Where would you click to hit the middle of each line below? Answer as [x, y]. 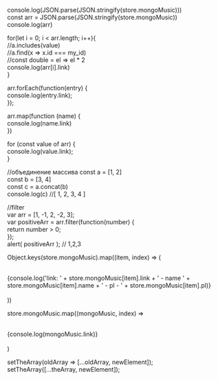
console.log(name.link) [40, 123]
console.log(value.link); [40, 151]
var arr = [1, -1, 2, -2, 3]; [41, 214]
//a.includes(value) [34, 45]
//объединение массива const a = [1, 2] [65, 172]
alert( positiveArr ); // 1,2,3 [44, 244]
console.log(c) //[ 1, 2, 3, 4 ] [46, 194]
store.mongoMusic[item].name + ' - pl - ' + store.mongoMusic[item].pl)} [109, 285]
